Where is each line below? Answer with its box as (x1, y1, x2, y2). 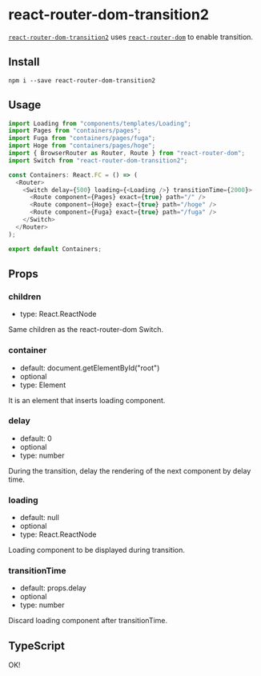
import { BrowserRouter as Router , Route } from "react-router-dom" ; (8, 150, 246, 158)
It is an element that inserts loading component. (8, 395, 166, 405)
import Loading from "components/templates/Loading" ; (8, 119, 192, 127)
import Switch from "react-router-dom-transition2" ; (8, 156, 188, 165)
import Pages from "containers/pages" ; (8, 126, 142, 135)
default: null (19, 513, 60, 522)
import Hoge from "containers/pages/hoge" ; (8, 142, 156, 150)
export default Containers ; (8, 245, 102, 253)
